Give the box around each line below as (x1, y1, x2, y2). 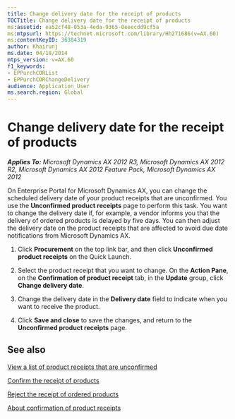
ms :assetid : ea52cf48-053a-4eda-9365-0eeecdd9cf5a (7, 23, 159, 30)
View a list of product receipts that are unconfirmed (7, 363, 157, 371)
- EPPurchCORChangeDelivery (7, 75, 90, 83)
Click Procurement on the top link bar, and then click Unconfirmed (17, 245, 213, 254)
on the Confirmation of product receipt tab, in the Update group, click (17, 274, 224, 282)
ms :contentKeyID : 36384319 (7, 37, 87, 44)
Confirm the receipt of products (7, 376, 100, 384)
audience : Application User (7, 83, 90, 90)
